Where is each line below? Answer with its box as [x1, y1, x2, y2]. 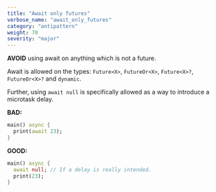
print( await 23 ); [13, 128, 63, 135]
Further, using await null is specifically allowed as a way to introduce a [7, 88, 210, 96]
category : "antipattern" [7, 23, 78, 29]
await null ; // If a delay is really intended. [13, 166, 152, 173]
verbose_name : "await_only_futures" [7, 16, 112, 23]
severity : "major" [7, 36, 60, 42]
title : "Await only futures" [7, 10, 91, 17]
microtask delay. [7, 95, 53, 103]
